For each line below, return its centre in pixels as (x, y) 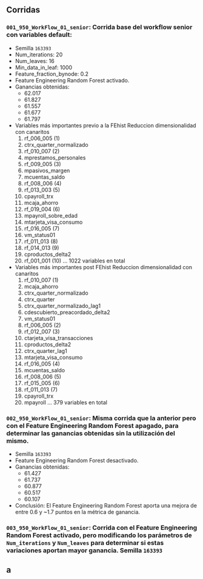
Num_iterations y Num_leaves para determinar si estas (85, 543)
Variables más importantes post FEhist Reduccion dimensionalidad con (104, 267)
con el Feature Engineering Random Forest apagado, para (92, 426)
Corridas (23, 10)
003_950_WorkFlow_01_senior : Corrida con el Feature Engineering (102, 527)
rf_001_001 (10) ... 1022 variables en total (75, 261)
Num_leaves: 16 (35, 61)
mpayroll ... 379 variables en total (66, 402)
